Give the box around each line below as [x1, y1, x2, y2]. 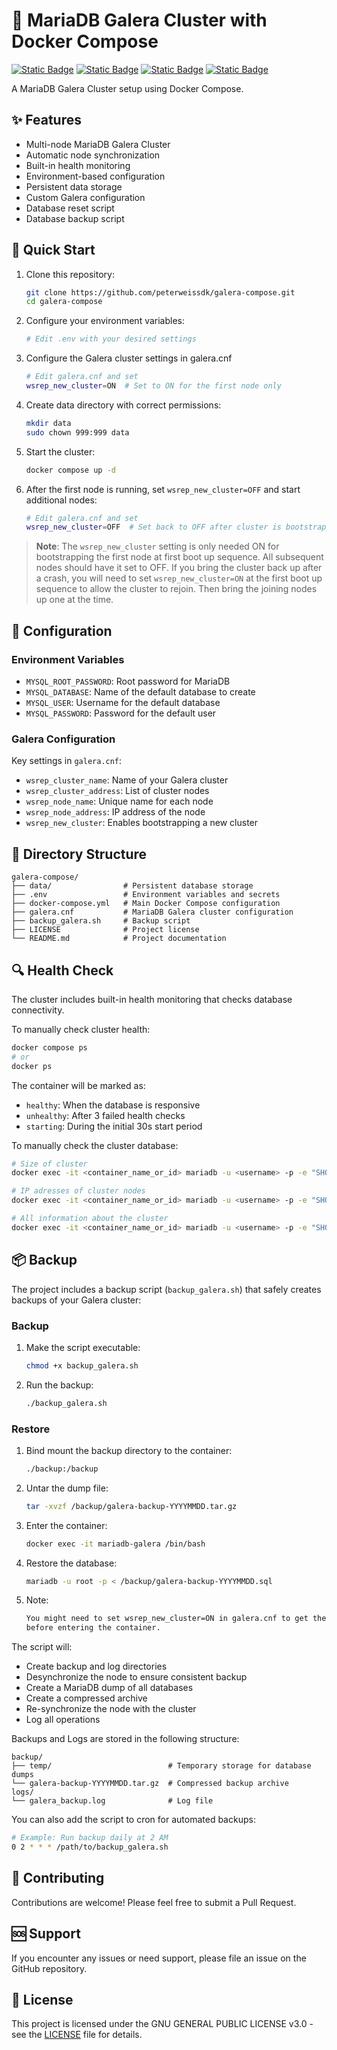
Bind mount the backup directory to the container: [25, 1444, 233, 1456]
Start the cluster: [25, 445, 96, 458]
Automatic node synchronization [25, 149, 161, 161]
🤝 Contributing [11, 1870, 105, 1887]
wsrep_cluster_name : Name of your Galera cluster [25, 774, 229, 786]
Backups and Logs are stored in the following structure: [11, 1733, 240, 1745]
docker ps [11, 1061, 53, 1071]
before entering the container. [25, 1623, 161, 1633]
